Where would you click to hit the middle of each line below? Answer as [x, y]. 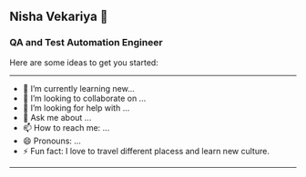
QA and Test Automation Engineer [86, 43]
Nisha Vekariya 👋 [59, 17]
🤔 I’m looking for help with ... [76, 108]
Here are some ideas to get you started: [84, 62]
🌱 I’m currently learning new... [78, 88]
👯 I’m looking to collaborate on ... [84, 98]
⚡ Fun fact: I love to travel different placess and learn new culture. [146, 151]
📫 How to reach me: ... [66, 127]
